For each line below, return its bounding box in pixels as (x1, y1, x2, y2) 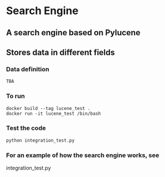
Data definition (6, 65, 50, 73)
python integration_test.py (6, 137, 75, 143)
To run (6, 92, 25, 101)
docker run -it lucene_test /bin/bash (6, 111, 101, 116)
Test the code (6, 124, 46, 132)
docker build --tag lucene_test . (6, 105, 91, 111)
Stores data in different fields (6, 47, 116, 57)
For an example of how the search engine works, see (6, 151, 160, 159)
